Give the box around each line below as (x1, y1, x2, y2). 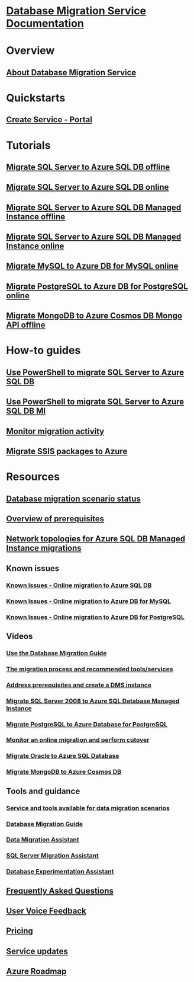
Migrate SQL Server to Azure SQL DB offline (6, 162, 170, 172)
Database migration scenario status (6, 493, 141, 503)
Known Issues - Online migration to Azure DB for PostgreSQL (6, 613, 185, 621)
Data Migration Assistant (6, 836, 79, 844)
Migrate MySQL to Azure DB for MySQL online (6, 261, 179, 271)
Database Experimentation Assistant (6, 868, 114, 876)
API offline (6, 320, 46, 330)
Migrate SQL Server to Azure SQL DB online (6, 182, 169, 192)
